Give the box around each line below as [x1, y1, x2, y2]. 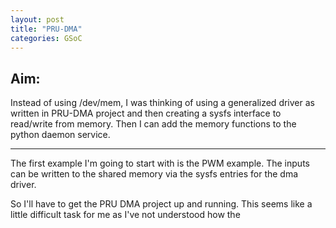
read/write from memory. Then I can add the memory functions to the [10, 118, 297, 130]
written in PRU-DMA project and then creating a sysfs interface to [10, 107, 282, 120]
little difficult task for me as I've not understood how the [10, 209, 241, 221]
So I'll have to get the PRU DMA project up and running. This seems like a [10, 198, 313, 210]
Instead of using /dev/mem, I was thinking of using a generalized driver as [10, 97, 315, 109]
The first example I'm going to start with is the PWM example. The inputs [10, 157, 310, 170]
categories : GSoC [10, 33, 83, 43]
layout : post [10, 14, 65, 25]
